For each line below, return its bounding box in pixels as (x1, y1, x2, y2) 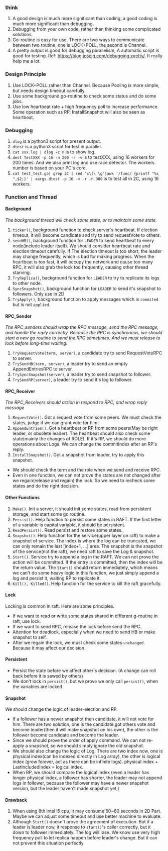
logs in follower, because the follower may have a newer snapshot (12, 780, 149, 786)
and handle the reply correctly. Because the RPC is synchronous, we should (5, 330, 162, 336)
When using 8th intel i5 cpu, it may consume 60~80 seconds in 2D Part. (12, 808, 161, 814)
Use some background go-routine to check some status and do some (12, 92, 156, 99)
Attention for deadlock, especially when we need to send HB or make (12, 629, 155, 635)
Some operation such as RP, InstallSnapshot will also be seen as (12, 109, 145, 115)
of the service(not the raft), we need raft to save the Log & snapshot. (12, 548, 154, 554)
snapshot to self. (12, 634, 47, 640)
